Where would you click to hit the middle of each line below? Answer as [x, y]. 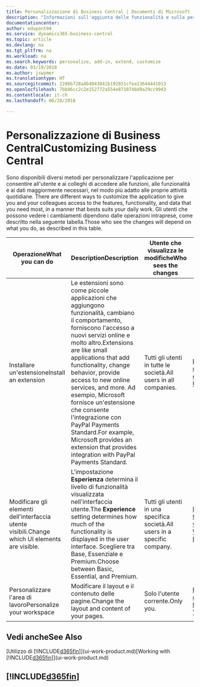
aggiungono [88, 305]
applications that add [100, 357]
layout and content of [101, 608]
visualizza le [165, 250]
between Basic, [93, 569]
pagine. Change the [98, 601]
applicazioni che [94, 298]
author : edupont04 [29, 28]
